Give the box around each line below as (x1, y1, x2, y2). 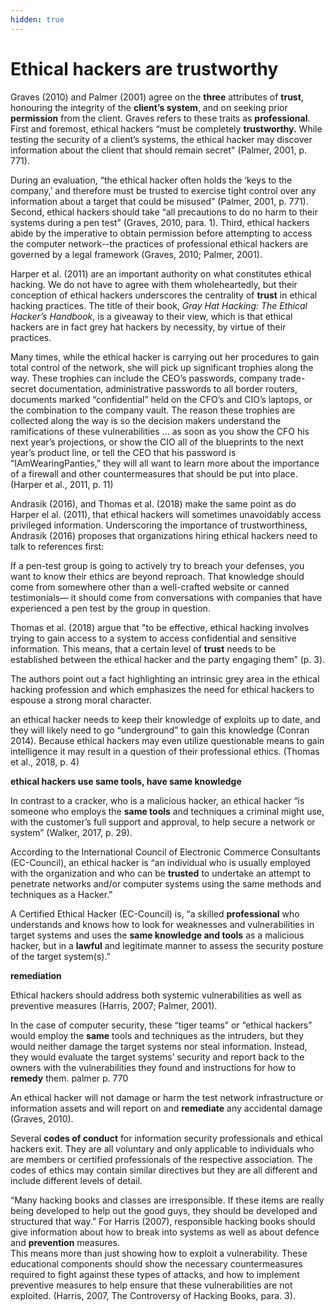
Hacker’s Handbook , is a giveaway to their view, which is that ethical (10, 310, 293, 322)
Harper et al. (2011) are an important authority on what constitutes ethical (10, 267, 312, 280)
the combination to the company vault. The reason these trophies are (10, 404, 296, 416)
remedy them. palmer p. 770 (10, 1072, 129, 1084)
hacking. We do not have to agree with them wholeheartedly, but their (10, 278, 298, 290)
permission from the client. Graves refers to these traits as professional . (10, 112, 311, 124)
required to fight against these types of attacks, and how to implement (10, 1268, 300, 1280)
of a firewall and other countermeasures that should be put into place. (10, 467, 298, 480)
